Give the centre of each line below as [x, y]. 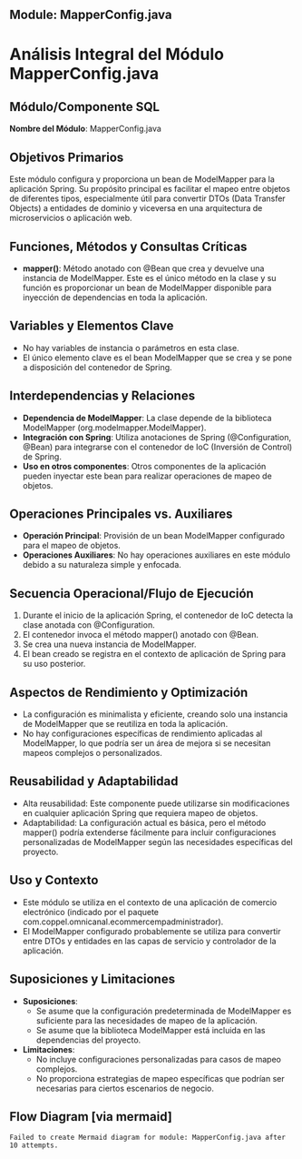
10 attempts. [34, 1145]
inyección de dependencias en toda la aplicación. [115, 297]
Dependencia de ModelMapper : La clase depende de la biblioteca [147, 418]
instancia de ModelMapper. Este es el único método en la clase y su [149, 278]
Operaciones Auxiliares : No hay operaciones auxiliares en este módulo [156, 555]
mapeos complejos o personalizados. [93, 753]
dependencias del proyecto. [88, 1040]
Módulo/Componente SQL [85, 107]
